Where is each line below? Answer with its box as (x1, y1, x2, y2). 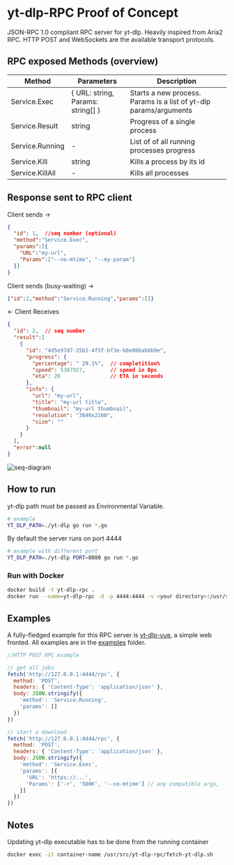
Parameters (77, 76, 117, 86)
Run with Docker (7, 571, 65, 581)
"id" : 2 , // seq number (13, 327, 86, 335)
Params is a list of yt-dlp (130, 96, 211, 106)
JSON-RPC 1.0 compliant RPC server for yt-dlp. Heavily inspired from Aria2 (7, 28, 223, 36)
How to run (7, 483, 56, 495)
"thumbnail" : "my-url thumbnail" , (32, 405, 132, 412)
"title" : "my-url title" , (32, 398, 108, 405)
